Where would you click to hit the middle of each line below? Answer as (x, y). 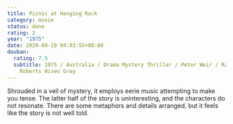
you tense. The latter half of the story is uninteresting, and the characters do (116, 98)
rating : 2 (21, 33)
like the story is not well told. (48, 113)
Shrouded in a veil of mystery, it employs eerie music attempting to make (111, 91)
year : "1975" (26, 39)
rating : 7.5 (31, 59)
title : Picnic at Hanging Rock (52, 13)
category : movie (31, 20)
